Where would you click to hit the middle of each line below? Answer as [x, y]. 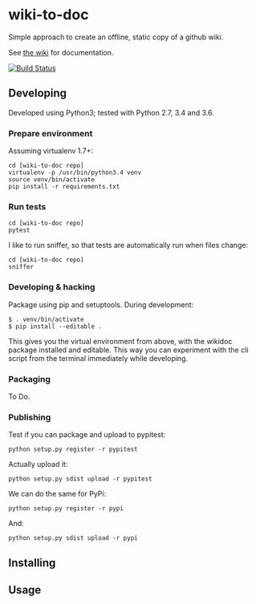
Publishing [30, 417]
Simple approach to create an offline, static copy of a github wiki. [116, 37]
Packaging [29, 379]
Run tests [27, 206]
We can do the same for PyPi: [57, 494]
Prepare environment [51, 133]
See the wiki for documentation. [61, 52]
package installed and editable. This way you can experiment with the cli [128, 350]
